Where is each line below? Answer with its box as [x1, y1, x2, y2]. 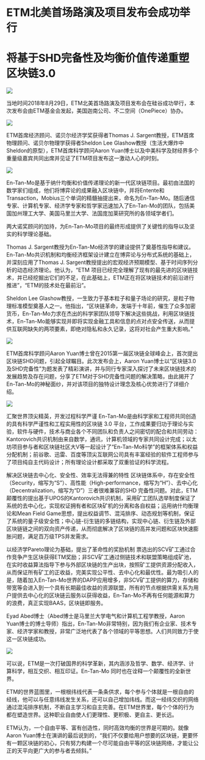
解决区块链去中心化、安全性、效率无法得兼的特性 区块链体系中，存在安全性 [6, 472, 195, 479]
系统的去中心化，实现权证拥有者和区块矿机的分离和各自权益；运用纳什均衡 [6, 502, 193, 510]
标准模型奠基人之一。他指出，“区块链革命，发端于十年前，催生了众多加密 [11, 303, 196, 310]
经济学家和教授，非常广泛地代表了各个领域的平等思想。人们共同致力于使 [16, 628, 199, 635]
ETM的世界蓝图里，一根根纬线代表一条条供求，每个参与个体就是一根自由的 [6, 688, 195, 696]
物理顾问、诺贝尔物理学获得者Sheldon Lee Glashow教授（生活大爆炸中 [6, 139, 184, 147]
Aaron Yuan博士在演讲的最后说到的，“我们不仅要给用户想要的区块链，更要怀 [6, 732, 198, 739]
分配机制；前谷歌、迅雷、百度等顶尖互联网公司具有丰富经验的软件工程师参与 [6, 451, 199, 458]
